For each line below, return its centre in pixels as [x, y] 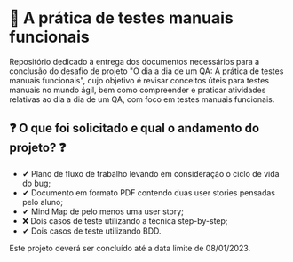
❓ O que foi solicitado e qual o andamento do [135, 128]
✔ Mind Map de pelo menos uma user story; [103, 211]
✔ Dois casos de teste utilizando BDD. [91, 231]
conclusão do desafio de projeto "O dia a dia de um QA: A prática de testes [146, 71]
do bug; [36, 183]
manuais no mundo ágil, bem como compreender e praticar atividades [138, 90]
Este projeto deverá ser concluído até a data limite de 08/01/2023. [130, 248]
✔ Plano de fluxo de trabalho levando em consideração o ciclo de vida [150, 173]
